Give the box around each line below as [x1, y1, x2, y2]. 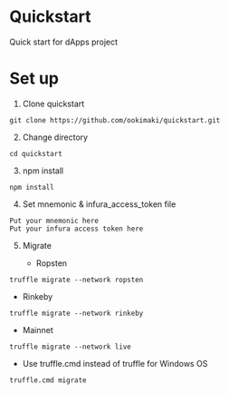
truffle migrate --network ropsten [9, 275, 144, 284]
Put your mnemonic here [9, 216, 100, 225]
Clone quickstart [22, 98, 85, 109]
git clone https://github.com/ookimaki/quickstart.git [9, 115, 221, 124]
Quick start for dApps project [9, 36, 119, 47]
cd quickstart [9, 149, 63, 158]
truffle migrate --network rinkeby [9, 309, 144, 318]
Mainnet [22, 324, 53, 335]
